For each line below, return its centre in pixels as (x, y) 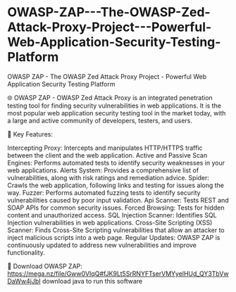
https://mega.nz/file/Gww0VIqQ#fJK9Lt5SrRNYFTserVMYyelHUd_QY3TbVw (118, 273)
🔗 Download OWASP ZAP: (45, 266)
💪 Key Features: (30, 134)
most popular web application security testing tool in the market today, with (117, 113)
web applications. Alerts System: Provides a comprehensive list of (103, 170)
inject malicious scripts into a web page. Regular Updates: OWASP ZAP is (114, 237)
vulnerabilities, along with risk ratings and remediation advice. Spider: (108, 177)
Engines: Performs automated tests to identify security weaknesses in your (116, 163)
